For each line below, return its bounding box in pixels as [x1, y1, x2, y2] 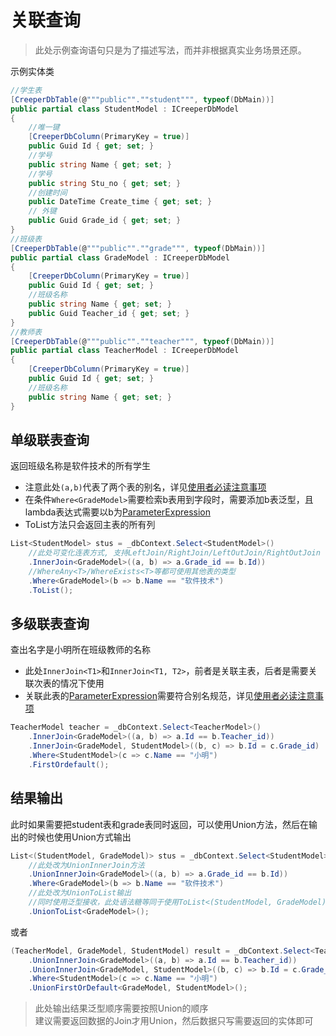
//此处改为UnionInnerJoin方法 [28, 860, 145, 870]
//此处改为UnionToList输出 [28, 888, 132, 898]
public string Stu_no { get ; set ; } [28, 178, 182, 188]
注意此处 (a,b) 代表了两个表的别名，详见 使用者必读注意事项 [24, 481, 267, 493]
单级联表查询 [10, 431, 90, 448]
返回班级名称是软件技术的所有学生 [10, 460, 151, 472]
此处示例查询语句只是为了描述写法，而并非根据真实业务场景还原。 [34, 44, 307, 56]
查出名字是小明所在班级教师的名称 [10, 644, 151, 656]
